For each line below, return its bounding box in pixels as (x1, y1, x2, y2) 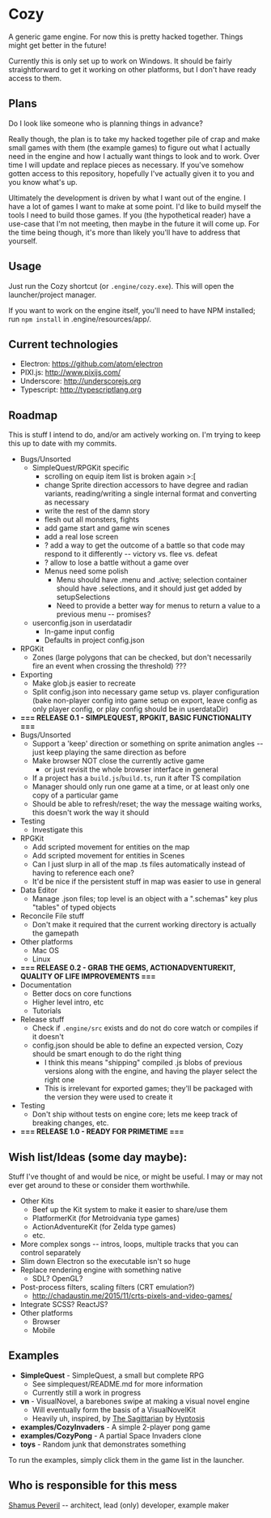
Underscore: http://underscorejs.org (19, 376, 142, 386)
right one (44, 1075, 75, 1085)
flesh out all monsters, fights (44, 514, 140, 524)
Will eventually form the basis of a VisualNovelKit (32, 1404, 196, 1414)
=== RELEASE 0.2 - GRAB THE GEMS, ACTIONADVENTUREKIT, (19, 963, 236, 973)
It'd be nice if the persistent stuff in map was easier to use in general (32, 877, 261, 887)
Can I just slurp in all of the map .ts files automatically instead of (32, 859, 246, 869)
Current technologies (8, 338, 119, 351)
